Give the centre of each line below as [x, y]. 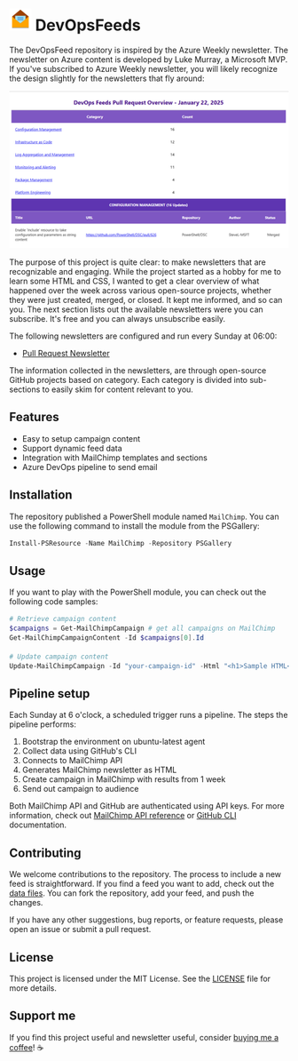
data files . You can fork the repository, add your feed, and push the [132, 893]
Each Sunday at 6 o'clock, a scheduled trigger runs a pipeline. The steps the [149, 715]
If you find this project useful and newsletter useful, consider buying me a [144, 1037]
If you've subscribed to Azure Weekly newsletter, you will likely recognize [143, 68]
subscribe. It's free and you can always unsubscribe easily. [118, 319]
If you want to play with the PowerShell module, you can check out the [138, 592]
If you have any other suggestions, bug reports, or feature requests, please [146, 920]
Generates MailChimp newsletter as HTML [99, 770]
